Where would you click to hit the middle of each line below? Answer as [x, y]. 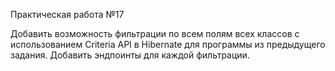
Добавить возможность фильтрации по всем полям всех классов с [155, 33]
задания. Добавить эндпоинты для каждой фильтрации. [130, 55]
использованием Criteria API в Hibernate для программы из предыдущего [168, 44]
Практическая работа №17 [67, 14]
